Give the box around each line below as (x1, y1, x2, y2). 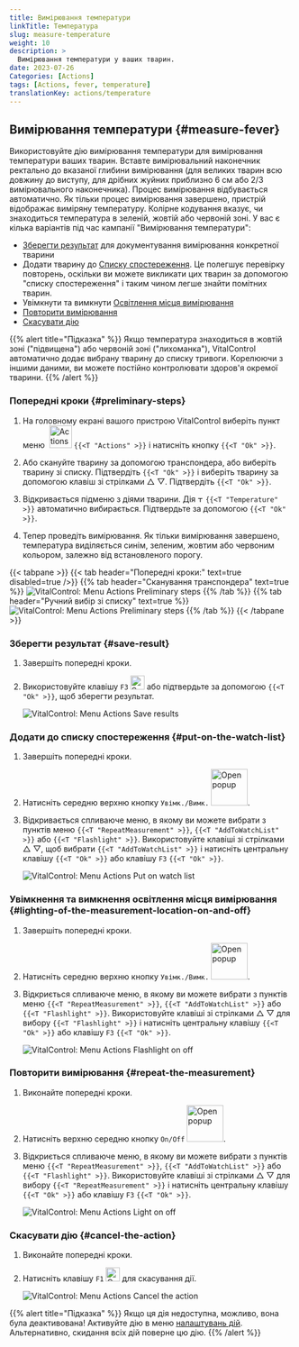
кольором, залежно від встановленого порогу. (22, 549, 203, 560)
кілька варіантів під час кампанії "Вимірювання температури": (9, 223, 251, 233)
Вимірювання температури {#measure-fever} (9, 122, 281, 137)
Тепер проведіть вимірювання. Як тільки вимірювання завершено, (22, 530, 280, 541)
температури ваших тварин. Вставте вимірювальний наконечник (9, 155, 261, 167)
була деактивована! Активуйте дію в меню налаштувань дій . (9, 1317, 243, 1329)
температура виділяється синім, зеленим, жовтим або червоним (22, 540, 275, 551)
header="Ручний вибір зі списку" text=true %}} (9, 596, 189, 606)
